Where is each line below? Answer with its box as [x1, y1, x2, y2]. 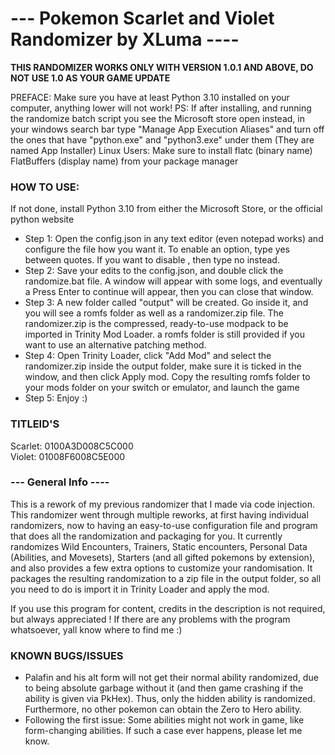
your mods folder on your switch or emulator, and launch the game [24, 382, 300, 394]
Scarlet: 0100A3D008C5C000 [10, 440, 134, 452]
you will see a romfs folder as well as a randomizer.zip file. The [24, 307, 285, 319]
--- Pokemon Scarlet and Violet [10, 7, 275, 30]
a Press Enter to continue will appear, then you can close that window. [24, 286, 314, 298]
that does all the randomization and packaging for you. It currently [10, 530, 283, 542]
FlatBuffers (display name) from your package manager [10, 155, 239, 167]
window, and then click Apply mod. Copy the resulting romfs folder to [24, 371, 311, 383]
